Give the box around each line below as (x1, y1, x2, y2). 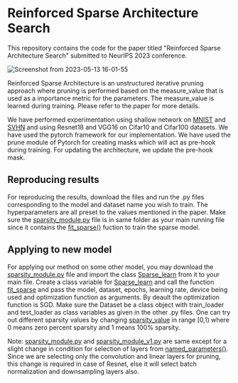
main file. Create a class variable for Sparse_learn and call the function (7, 278, 215, 286)
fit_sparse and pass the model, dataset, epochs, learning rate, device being (7, 285, 228, 293)
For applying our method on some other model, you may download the (7, 262, 214, 271)
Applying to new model (7, 243, 112, 256)
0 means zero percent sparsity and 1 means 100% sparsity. (7, 322, 180, 332)
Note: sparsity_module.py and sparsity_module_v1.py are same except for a (7, 337, 227, 345)
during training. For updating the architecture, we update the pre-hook (7, 145, 213, 154)
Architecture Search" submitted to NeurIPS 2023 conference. (7, 51, 188, 60)
